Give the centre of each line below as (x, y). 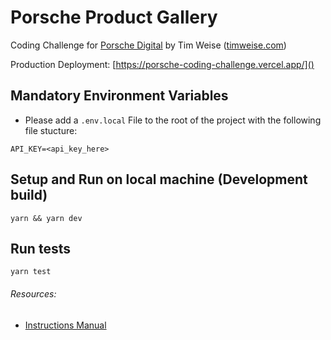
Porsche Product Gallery (114, 17)
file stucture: (51, 130)
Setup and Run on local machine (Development (159, 179)
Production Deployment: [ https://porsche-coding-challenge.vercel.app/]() (162, 64)
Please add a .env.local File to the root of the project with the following (173, 120)
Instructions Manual (65, 325)
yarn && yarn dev (46, 218)
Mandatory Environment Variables (119, 96)
